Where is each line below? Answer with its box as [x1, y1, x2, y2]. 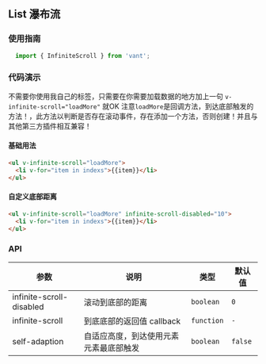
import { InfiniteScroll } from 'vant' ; [15, 52, 150, 59]
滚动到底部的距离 [83, 297, 148, 308]
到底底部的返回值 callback [83, 316, 181, 327]
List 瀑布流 [8, 7, 61, 21]
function [191, 316, 224, 325]
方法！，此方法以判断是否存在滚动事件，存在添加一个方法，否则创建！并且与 [8, 111, 258, 121]
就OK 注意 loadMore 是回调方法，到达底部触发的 [102, 102, 254, 111]
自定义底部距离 [8, 192, 57, 201]
